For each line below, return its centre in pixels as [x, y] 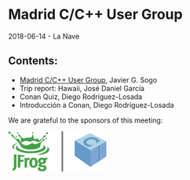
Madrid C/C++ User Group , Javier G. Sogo [88, 79]
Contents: [33, 61]
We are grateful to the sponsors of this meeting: [86, 120]
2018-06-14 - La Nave [44, 36]
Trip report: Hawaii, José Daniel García [82, 88]
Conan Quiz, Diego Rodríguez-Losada [81, 97]
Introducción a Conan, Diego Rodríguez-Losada [97, 105]
